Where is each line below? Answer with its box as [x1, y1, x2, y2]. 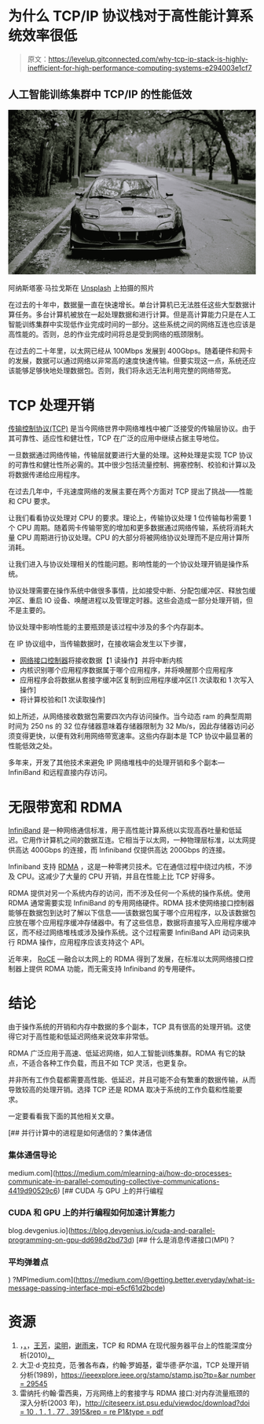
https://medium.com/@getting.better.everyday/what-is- [75, 1275, 255, 1285]
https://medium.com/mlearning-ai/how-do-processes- [54, 1168, 233, 1177]
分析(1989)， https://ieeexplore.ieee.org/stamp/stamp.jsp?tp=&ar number [19, 1371, 256, 1380]
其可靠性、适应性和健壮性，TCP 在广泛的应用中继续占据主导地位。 [8, 434, 224, 443]
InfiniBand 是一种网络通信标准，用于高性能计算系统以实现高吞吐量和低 [8, 826, 236, 835]
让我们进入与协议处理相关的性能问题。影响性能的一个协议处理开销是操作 [8, 560, 242, 569]
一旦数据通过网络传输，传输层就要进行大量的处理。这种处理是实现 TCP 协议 [8, 450, 253, 460]
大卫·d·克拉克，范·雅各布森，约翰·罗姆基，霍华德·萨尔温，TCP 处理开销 [19, 1360, 250, 1370]
